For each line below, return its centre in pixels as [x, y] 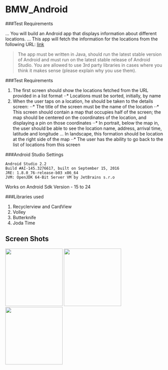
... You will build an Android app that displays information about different [81, 33]
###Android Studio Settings [34, 154]
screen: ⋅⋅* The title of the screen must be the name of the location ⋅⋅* [86, 106]
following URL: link [25, 44]
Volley [19, 212]
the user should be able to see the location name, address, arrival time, [87, 128]
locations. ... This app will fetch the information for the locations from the [81, 39]
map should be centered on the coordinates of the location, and [79, 117]
